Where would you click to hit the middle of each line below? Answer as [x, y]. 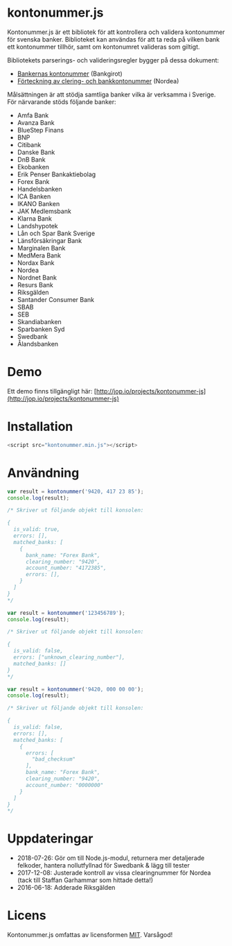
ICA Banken [34, 196]
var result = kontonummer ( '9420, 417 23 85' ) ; [75, 491]
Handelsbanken [39, 189]
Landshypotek [38, 226]
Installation [40, 426]
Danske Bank [36, 152]
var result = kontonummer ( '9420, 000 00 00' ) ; [75, 689]
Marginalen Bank [41, 248]
